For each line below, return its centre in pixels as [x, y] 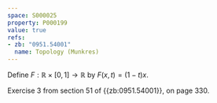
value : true [27, 30]
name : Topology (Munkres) [57, 52]
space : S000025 [32, 15]
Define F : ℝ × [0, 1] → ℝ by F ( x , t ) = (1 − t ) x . [78, 75]
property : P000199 [37, 23]
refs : [16, 37]
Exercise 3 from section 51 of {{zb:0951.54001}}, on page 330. [108, 90]
